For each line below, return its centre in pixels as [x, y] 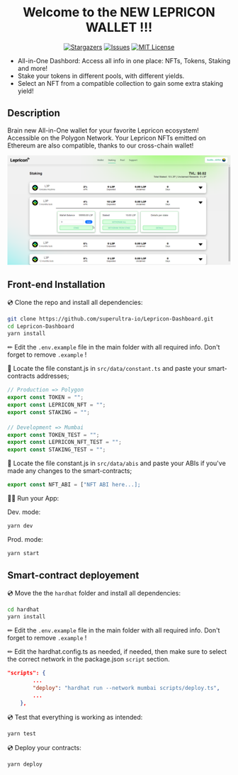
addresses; [53, 376]
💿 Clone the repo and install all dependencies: [75, 302]
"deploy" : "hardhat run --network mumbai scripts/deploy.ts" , [126, 688]
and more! [33, 68]
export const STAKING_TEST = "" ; [57, 450]
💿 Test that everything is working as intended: [75, 717]
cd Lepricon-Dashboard [41, 326]
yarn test [22, 734]
